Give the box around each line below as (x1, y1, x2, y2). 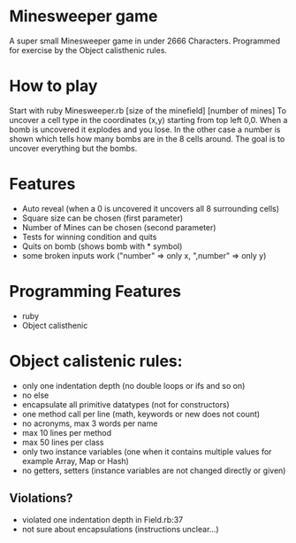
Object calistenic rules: (9, 351, 183, 371)
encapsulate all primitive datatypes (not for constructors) (21, 399, 230, 409)
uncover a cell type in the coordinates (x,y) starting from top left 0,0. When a (9, 114, 288, 125)
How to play (9, 76, 98, 97)
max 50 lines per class (21, 437, 104, 447)
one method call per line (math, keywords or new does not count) (21, 408, 261, 419)
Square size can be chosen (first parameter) (21, 213, 184, 223)
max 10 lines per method (21, 427, 112, 438)
